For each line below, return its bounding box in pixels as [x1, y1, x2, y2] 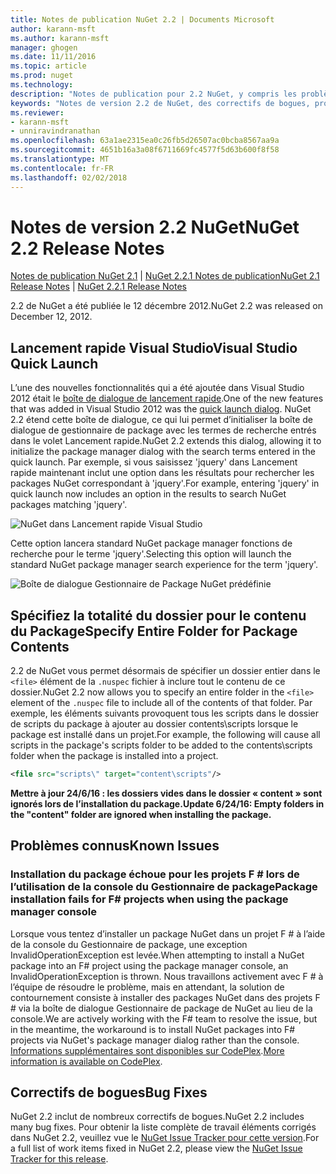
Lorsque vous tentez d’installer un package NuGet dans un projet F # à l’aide [10, 927, 326, 940]
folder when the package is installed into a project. [10, 750, 219, 762]
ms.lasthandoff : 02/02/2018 [10, 172, 128, 183]
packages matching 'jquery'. [10, 499, 128, 511]
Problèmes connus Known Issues [10, 837, 220, 855]
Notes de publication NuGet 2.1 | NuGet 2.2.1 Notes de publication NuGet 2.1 [10, 270, 320, 282]
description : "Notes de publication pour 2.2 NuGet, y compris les [10, 89, 298, 99]
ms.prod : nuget [10, 71, 74, 81]
